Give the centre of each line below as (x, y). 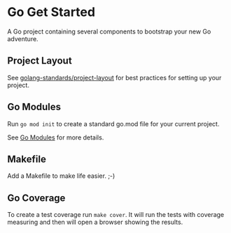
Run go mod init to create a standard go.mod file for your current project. (113, 123)
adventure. (23, 38)
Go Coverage (36, 198)
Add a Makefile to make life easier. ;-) (61, 176)
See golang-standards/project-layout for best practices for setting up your (114, 77)
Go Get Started (51, 12)
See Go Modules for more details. (56, 137)
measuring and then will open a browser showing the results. (95, 222)
